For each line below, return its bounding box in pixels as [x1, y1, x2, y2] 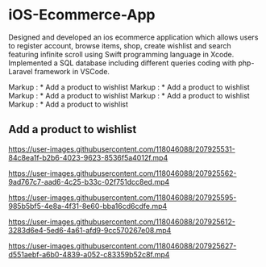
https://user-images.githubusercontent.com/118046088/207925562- [8, 168, 237, 178]
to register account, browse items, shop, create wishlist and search [8, 40, 231, 50]
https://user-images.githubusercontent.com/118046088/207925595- [8, 192, 237, 202]
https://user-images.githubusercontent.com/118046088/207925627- [8, 240, 237, 251]
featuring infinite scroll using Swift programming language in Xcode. [8, 49, 235, 59]
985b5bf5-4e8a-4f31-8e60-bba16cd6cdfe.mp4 [8, 201, 168, 211]
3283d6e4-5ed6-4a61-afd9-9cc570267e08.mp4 [8, 225, 172, 235]
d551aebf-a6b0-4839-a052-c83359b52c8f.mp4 [8, 249, 170, 259]
